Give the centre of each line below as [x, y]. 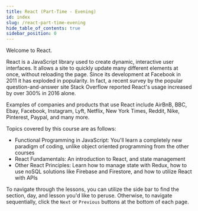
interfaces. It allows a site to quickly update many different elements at [92, 68]
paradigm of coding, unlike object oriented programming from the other [102, 147]
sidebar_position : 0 [32, 34]
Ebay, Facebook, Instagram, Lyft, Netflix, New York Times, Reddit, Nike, [93, 111]
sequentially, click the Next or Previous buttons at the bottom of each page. [98, 202]
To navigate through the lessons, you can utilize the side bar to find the [92, 189]
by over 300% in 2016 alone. [41, 93]
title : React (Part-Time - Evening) [51, 12]
